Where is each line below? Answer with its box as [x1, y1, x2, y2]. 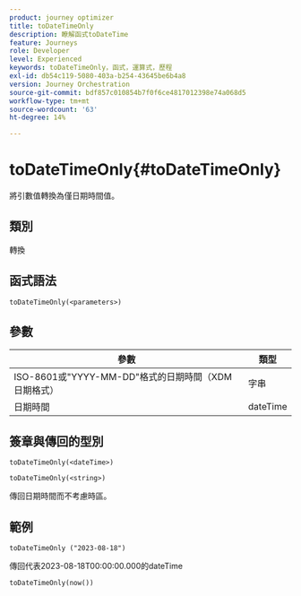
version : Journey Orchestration [9, 80, 130, 89]
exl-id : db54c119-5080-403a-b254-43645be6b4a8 [9, 72, 186, 81]
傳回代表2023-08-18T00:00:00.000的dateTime [9, 561, 184, 572]
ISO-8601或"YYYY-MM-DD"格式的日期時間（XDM [13, 370, 233, 383]
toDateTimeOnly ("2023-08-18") [9, 544, 126, 553]
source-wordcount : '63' [9, 105, 99, 114]
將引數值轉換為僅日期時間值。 [9, 190, 119, 202]
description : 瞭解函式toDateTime [9, 30, 129, 39]
